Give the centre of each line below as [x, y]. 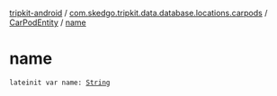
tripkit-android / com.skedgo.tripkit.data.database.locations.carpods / [138, 13]
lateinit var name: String [60, 83]
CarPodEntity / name [48, 22]
